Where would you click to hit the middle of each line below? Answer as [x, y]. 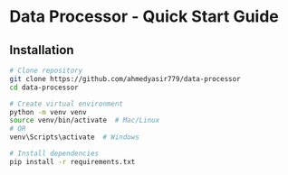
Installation [42, 50]
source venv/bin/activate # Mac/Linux [85, 120]
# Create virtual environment [67, 104]
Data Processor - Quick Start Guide [144, 17]
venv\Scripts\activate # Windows [75, 137]
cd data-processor [44, 87]
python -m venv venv [48, 112]
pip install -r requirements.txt [72, 161]
